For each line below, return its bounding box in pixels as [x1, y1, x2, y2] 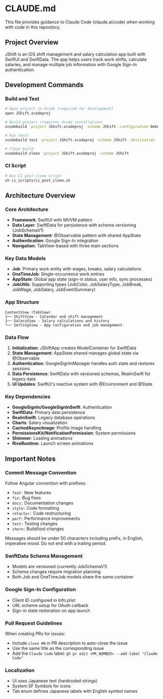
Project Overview [5, 38, 59, 47]
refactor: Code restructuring [12, 510, 71, 516]
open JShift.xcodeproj [5, 111, 51, 116]
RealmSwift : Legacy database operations [12, 414, 96, 421]
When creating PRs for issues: [5, 630, 65, 636]
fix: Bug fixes [12, 495, 41, 501]
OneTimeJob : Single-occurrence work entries [12, 271, 105, 277]
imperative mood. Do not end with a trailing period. [5, 540, 107, 546]
